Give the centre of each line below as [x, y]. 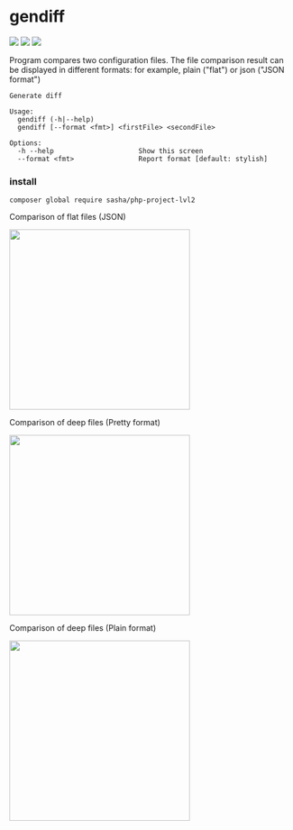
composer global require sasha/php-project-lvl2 [102, 200]
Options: [26, 143]
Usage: [22, 111]
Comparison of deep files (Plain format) [82, 628]
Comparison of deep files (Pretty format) [85, 423]
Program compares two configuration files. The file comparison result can [146, 59]
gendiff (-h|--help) [56, 119]
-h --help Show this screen [110, 150]
